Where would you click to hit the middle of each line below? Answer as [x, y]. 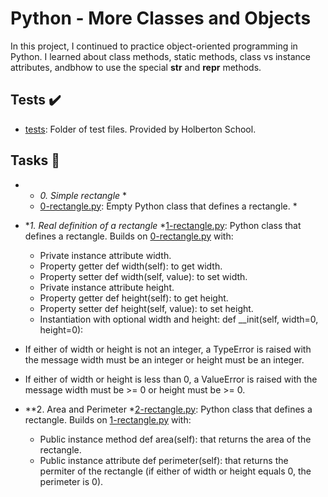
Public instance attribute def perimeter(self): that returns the [164, 460]
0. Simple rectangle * [83, 195]
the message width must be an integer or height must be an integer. [164, 359]
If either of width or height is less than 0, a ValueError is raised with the [171, 379]
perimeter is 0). [71, 481]
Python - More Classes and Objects [161, 18]
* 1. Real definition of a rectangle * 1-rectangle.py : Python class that [163, 225]
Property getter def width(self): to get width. [131, 266]
